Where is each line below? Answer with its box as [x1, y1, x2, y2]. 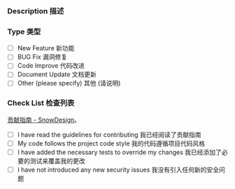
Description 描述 [7, 6, 64, 15]
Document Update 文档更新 [17, 70, 97, 78]
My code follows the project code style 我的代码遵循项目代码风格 [17, 139, 206, 148]
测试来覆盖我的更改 [29, 157, 85, 165]
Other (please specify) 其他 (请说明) [17, 79, 121, 87]
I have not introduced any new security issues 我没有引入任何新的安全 [17, 166, 220, 174]
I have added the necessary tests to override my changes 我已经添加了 [17, 148, 222, 156]
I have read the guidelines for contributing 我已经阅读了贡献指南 [17, 130, 201, 139]
